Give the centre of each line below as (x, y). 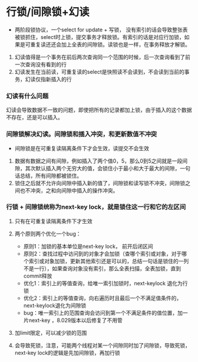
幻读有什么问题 (27, 96)
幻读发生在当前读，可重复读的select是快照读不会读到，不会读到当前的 (99, 72)
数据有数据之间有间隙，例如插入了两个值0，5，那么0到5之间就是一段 (98, 161)
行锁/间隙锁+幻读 (48, 12)
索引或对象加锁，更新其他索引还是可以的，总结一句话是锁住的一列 (109, 261)
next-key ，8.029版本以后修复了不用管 (75, 320)
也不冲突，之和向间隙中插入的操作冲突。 (69, 190)
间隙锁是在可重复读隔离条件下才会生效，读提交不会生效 (82, 148)
